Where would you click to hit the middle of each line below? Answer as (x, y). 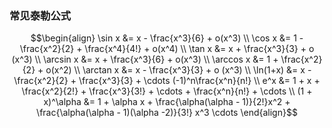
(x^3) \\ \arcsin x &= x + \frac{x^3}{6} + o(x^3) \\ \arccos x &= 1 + (145, 59)
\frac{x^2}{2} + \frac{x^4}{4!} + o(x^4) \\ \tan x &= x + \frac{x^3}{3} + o (167, 49)
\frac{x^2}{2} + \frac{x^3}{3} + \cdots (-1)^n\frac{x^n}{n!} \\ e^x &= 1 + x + (167, 81)
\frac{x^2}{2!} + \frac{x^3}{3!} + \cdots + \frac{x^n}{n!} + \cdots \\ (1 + (167, 91)
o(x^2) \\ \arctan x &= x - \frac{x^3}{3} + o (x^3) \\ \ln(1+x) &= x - (178, 70)
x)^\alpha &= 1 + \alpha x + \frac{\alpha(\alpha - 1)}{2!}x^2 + (167, 102)
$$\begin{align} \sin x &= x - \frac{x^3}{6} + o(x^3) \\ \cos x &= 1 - (167, 38)
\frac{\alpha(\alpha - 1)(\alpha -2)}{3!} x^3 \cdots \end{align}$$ (167, 113)
